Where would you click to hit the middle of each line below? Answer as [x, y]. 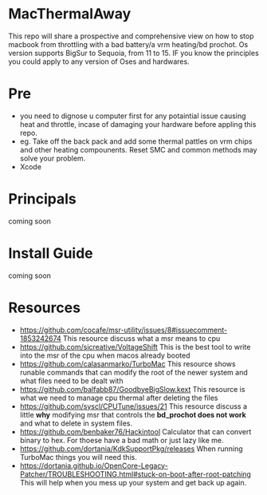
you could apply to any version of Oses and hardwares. [99, 61]
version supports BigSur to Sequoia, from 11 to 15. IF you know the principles [133, 53]
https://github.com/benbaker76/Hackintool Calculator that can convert [135, 431]
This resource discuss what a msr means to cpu [141, 338]
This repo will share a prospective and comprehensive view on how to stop [131, 36]
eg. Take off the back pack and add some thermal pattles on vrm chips [136, 141]
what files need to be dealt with [71, 381]
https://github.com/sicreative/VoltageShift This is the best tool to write [135, 346]
